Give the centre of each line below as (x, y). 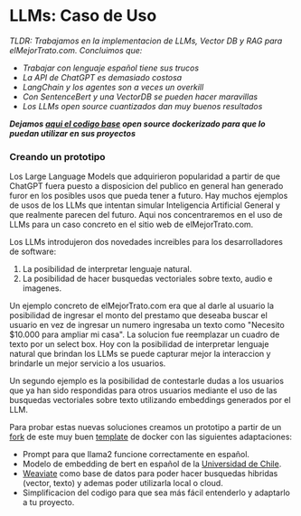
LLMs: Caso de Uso (83, 16)
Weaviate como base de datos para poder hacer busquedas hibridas (150, 474)
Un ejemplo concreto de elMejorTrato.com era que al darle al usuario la (141, 306)
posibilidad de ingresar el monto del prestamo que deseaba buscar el (139, 315)
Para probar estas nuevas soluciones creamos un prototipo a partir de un (146, 427)
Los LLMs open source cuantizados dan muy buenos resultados (142, 106)
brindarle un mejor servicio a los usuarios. (88, 363)
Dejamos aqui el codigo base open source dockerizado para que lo (137, 124)
